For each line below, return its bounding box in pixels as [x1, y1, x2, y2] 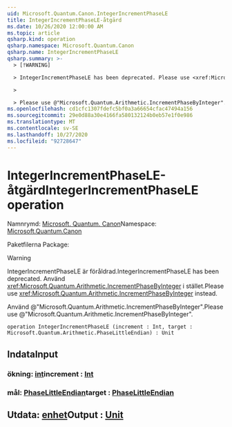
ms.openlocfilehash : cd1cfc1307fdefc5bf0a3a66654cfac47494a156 [7, 105, 193, 113]
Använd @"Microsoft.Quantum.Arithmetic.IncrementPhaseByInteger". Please [7, 302, 224, 311]
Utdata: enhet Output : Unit [7, 409, 124, 421]
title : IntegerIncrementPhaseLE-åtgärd [7, 17, 122, 24]
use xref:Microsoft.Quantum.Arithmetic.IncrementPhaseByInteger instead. [7, 289, 217, 298]
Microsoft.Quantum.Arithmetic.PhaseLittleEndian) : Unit [7, 329, 175, 336]
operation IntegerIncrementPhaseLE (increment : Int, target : [7, 323, 193, 331]
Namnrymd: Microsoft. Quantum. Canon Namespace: [7, 219, 157, 228]
